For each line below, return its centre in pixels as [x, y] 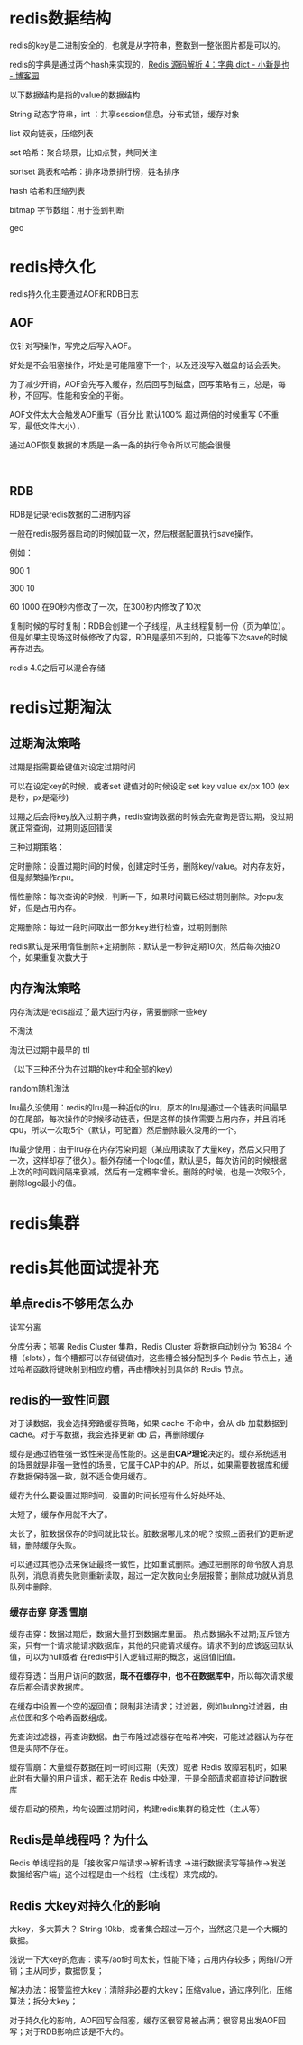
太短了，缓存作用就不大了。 [61, 1515]
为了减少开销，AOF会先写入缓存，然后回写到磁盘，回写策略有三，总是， [144, 383]
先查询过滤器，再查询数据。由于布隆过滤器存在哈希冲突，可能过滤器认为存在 [151, 1736]
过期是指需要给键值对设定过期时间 [73, 767]
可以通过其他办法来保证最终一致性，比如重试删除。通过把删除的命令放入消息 [151, 1564]
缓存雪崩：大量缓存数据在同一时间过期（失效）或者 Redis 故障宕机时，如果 [148, 1767]
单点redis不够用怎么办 [71, 1304]
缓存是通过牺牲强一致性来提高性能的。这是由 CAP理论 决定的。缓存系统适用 [148, 1454]
